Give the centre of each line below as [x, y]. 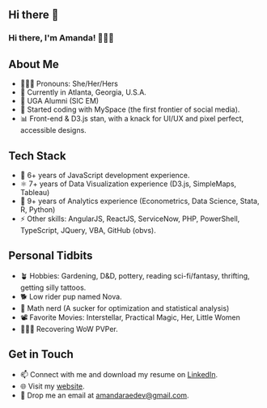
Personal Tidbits [51, 256]
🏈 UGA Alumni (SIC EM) [59, 101]
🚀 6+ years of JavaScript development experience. [105, 175]
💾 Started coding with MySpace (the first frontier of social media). [130, 109]
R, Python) [38, 209]
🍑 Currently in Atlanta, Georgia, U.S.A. [83, 92]
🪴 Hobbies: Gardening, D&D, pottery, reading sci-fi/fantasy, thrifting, [135, 275]
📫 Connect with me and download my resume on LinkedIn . [119, 374]
